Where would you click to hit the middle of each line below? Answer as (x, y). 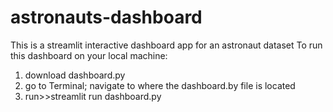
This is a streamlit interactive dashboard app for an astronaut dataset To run (166, 45)
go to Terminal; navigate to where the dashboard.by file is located (160, 85)
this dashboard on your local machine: (89, 55)
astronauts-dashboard (106, 17)
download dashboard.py (75, 75)
